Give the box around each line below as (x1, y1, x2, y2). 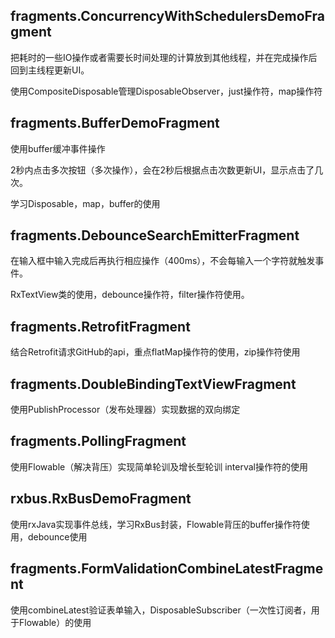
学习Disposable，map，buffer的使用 (10, 197, 161, 209)
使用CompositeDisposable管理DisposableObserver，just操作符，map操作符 (10, 85, 323, 97)
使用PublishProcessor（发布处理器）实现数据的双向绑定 (10, 404, 241, 416)
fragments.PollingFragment (10, 433, 187, 450)
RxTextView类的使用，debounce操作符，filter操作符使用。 (10, 289, 250, 301)
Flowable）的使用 (18, 616, 92, 628)
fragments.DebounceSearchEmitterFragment (10, 227, 300, 244)
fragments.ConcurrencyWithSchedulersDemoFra (10, 8, 325, 25)
